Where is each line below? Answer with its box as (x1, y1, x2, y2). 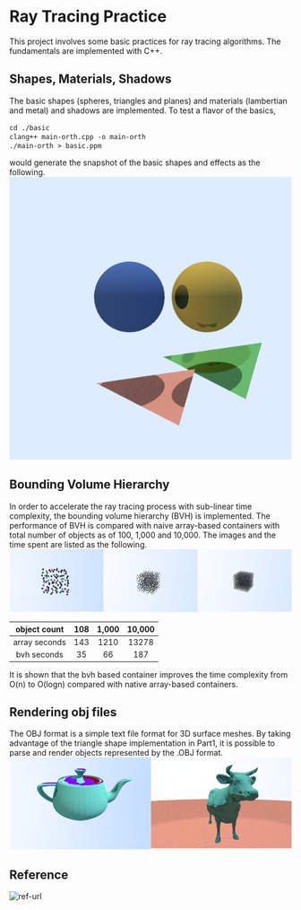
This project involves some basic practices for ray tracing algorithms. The (9, 36, 281, 47)
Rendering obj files (9, 704, 117, 720)
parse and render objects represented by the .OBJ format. (9, 748, 224, 758)
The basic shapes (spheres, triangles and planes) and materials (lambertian (9, 95, 288, 106)
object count (15, 624, 64, 634)
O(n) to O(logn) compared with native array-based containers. (9, 678, 239, 689)
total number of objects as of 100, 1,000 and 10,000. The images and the (9, 529, 276, 540)
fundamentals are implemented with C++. (9, 45, 163, 56)
